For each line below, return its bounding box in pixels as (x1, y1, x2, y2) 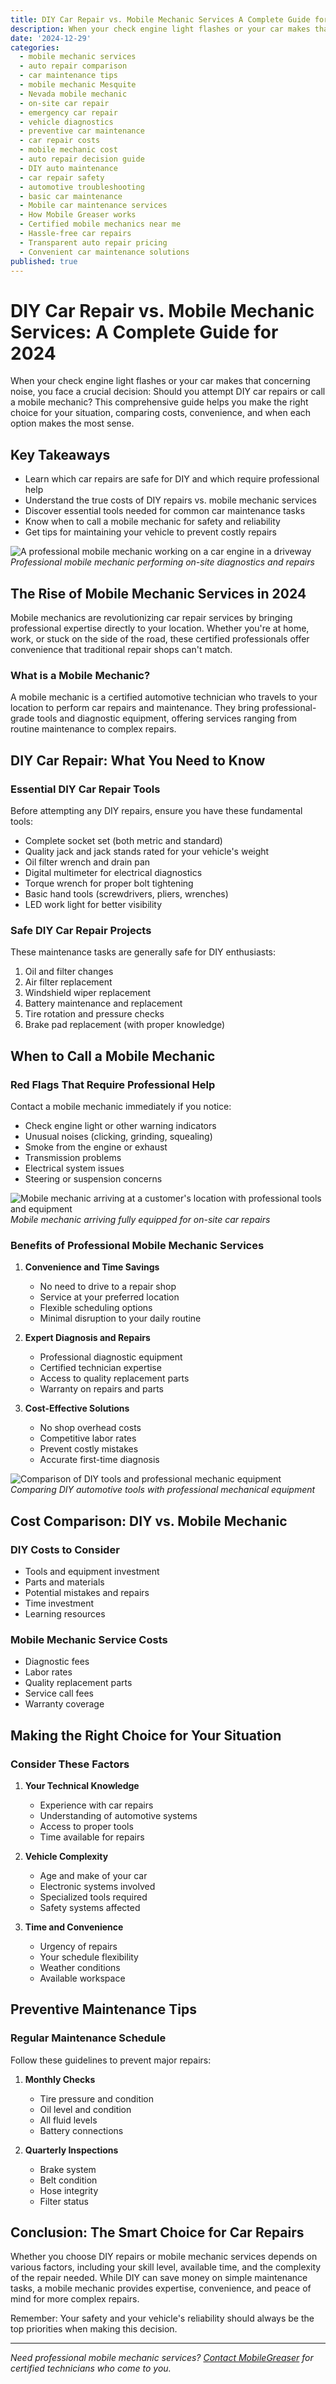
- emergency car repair (19, 107, 118, 118)
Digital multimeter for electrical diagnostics (24, 866, 203, 878)
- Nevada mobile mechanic (19, 89, 128, 99)
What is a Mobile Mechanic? (10, 668, 151, 682)
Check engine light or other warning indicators (24, 1119, 217, 1131)
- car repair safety (19, 172, 105, 183)
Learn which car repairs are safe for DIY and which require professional (24, 473, 320, 485)
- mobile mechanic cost (19, 145, 118, 155)
